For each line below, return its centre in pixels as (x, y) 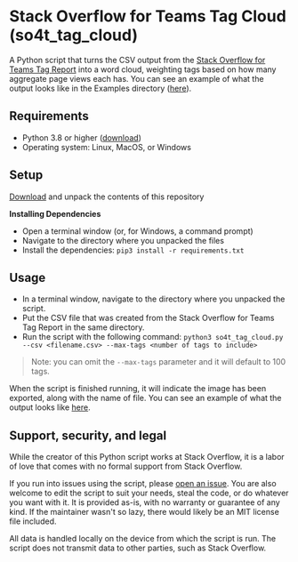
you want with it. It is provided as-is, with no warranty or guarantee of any (145, 502)
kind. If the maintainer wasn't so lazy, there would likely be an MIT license (145, 512)
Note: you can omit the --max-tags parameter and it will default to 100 (158, 362)
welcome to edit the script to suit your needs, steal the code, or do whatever (149, 493)
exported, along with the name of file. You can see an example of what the (145, 398)
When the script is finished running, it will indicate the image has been (138, 389)
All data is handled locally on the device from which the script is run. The (143, 539)
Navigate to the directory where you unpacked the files (123, 240)
